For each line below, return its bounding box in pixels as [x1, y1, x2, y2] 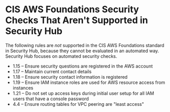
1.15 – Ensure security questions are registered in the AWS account [12, 63, 153, 69]
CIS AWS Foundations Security [5, 4, 139, 15]
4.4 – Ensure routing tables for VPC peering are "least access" [12, 101, 144, 107]
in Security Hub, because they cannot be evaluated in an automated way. [5, 48, 159, 54]
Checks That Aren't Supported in [5, 14, 148, 26]
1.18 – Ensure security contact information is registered [12, 74, 128, 80]
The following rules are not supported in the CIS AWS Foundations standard [5, 42, 164, 48]
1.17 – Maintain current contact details [12, 68, 92, 75]
